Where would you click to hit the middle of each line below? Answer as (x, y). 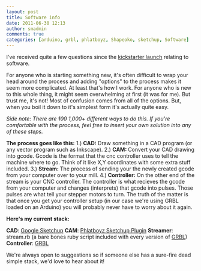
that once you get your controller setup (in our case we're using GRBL (92, 201)
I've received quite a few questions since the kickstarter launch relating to (97, 57)
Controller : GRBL (28, 243)
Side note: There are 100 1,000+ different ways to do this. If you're (88, 119)
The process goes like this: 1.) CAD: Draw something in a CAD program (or (99, 143)
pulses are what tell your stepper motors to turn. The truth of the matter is (97, 194)
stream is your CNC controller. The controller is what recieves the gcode (95, 182)
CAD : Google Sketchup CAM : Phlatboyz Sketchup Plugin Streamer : (90, 230)
